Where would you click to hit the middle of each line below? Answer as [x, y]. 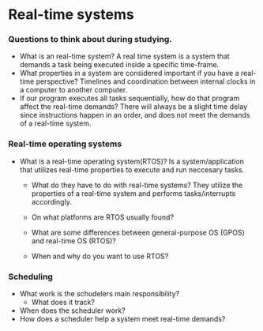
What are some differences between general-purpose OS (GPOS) [138, 232]
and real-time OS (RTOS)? [73, 241]
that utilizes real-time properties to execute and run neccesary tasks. [132, 169]
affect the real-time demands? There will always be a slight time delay [133, 107]
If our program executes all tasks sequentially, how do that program [130, 98]
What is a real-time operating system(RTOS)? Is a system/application [132, 161]
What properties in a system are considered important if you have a [129, 73]
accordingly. [52, 201]
